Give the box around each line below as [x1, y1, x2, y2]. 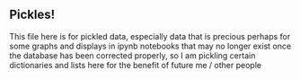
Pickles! [9, 7, 56, 22]
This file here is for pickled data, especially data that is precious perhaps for [9, 31, 291, 41]
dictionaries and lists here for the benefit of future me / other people [9, 59, 262, 70]
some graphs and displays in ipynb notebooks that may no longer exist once [9, 40, 292, 51]
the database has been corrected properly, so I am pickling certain [9, 49, 256, 61]
